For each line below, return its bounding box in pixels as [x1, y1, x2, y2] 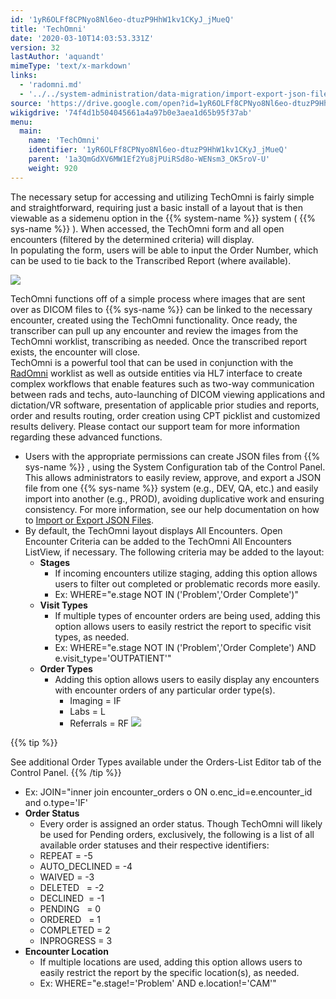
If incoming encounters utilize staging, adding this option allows [54, 567, 318, 579]
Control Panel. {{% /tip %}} [10, 766, 122, 778]
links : [10, 71, 38, 81]
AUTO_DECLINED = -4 [39, 860, 133, 872]
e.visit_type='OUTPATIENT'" [54, 652, 172, 664]
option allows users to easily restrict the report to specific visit [54, 620, 312, 632]
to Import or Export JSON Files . [24, 514, 155, 526]
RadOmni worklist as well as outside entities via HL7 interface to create [10, 367, 303, 379]
